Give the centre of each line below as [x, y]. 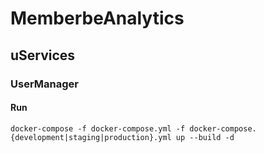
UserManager [44, 84]
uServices [43, 55]
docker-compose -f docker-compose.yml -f [98, 128]
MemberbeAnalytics [97, 18]
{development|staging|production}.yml [91, 137]
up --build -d [205, 137]
